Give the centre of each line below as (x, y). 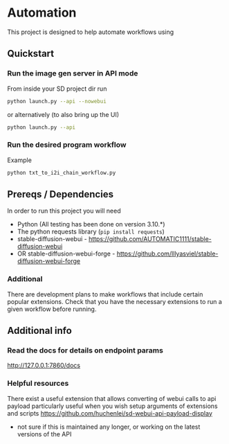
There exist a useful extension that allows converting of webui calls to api (112, 398)
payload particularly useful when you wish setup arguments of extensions (112, 406)
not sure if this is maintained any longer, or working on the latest (109, 427)
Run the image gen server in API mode (73, 73)
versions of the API (44, 434)
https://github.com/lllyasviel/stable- (167, 254)
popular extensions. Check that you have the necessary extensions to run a (115, 301)
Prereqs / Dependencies (61, 194)
